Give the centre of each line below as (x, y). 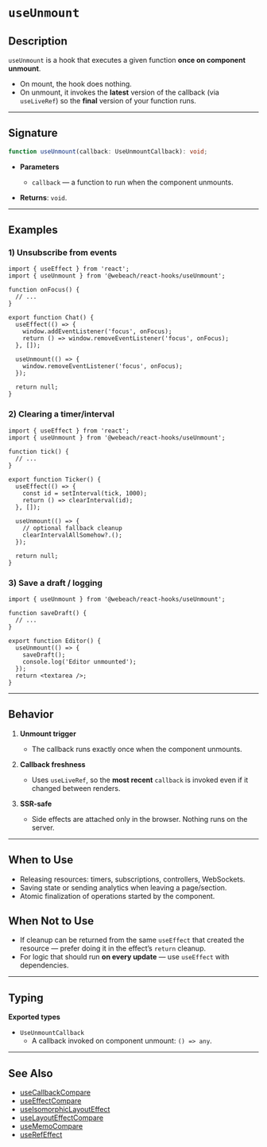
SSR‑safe (36, 804)
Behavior (31, 714)
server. (43, 827)
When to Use (41, 860)
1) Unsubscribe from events (63, 252)
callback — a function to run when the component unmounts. (132, 182)
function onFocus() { (44, 290)
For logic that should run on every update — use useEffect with (124, 957)
